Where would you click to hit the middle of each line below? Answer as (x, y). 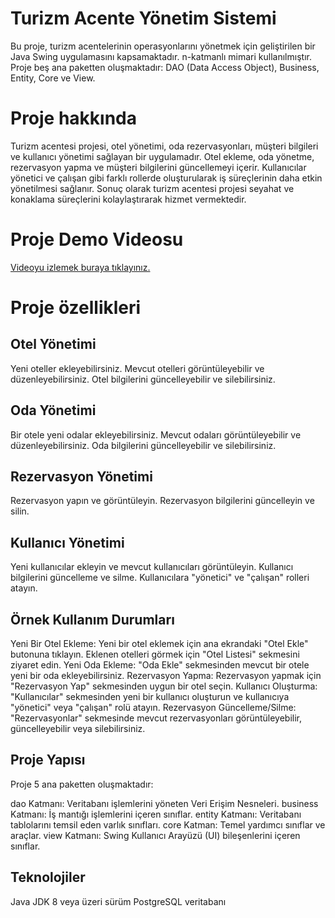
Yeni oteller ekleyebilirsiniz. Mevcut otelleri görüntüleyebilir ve (137, 368)
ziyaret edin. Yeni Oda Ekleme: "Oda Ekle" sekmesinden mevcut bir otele (160, 665)
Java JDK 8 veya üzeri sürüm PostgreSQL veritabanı (118, 901)
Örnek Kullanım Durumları (92, 619)
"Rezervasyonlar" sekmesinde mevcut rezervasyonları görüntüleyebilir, (156, 718)
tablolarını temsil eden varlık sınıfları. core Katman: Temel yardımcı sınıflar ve (168, 824)
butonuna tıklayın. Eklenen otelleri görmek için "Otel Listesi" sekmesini (155, 654)
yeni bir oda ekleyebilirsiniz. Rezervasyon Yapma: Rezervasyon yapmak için (166, 676)
